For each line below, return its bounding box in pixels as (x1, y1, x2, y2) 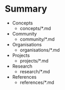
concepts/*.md (19, 25, 51, 31)
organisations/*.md (19, 47, 60, 53)
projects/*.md (19, 57, 49, 64)
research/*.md (19, 68, 50, 74)
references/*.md (19, 79, 54, 85)
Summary (5, 3, 47, 15)
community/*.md (19, 36, 55, 42)
